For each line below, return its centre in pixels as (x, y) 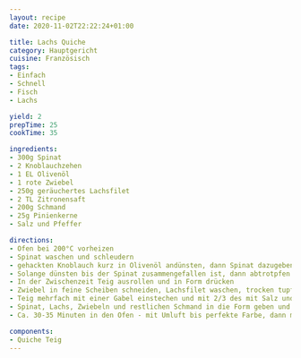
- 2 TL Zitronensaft (48, 199)
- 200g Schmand (38, 208)
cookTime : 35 (34, 133)
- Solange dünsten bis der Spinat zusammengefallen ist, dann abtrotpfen (150, 274)
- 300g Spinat (36, 158)
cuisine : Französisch (50, 59)
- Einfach (28, 76)
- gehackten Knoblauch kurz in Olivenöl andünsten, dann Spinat (132, 265)
